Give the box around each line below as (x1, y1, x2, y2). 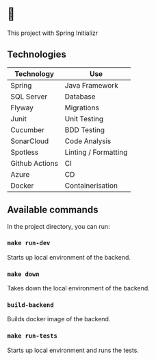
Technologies (7, 49, 67, 60)
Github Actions (10, 158, 58, 168)
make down (7, 270, 40, 278)
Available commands (7, 204, 99, 216)
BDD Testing (64, 125, 105, 134)
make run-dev (7, 239, 51, 247)
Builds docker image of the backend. (7, 315, 111, 323)
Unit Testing (64, 114, 104, 123)
